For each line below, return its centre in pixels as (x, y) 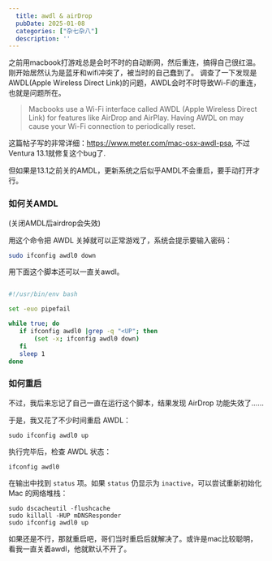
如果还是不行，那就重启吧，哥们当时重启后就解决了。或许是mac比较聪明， (133, 538)
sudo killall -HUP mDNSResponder (65, 516)
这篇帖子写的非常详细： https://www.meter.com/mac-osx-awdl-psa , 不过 (129, 143)
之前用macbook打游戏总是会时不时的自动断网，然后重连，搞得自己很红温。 (134, 62)
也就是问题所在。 (37, 93)
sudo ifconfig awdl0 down (52, 255)
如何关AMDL (33, 203)
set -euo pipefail (39, 309)
